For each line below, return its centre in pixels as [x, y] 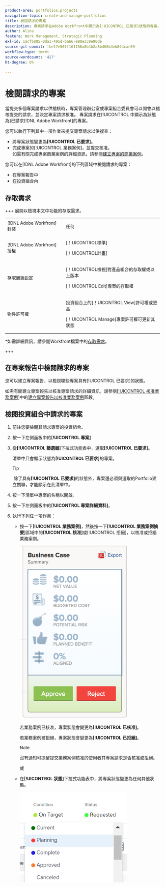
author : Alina [20, 31]
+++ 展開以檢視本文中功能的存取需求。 [44, 211]
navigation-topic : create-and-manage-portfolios [56, 15]
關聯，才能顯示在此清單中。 [44, 484]
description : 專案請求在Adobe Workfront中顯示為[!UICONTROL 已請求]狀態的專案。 [83, 26]
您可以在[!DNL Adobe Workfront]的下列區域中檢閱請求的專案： [69, 164]
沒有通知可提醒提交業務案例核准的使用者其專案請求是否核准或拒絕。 [88, 758]
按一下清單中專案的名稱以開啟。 [44, 495]
